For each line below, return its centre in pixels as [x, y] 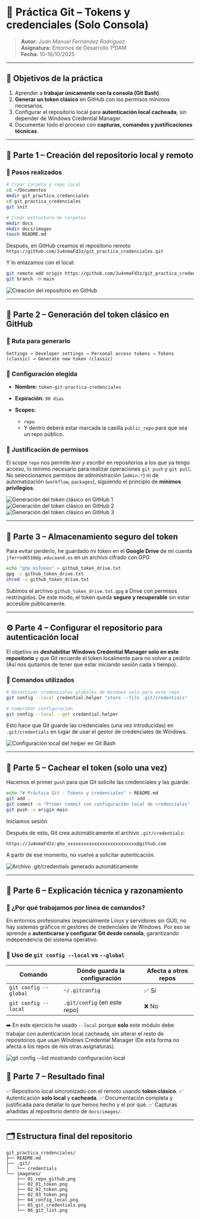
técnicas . [26, 131]
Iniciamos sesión [27, 821]
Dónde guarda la [101, 971]
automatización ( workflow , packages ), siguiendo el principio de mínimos [94, 482]
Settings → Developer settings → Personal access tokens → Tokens [90, 354]
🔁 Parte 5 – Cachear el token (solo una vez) [87, 768]
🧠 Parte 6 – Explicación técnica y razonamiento [95, 891]
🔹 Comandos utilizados [40, 680]
